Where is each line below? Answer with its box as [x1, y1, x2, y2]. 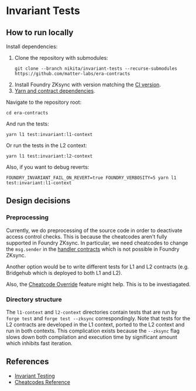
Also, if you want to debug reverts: [6, 164, 90, 171]
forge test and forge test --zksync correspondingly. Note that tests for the [6, 315, 191, 322]
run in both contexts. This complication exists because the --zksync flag [6, 327, 180, 334]
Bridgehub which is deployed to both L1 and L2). [6, 269, 123, 276]
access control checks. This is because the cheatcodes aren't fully [6, 233, 167, 240]
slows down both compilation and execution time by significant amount [6, 333, 177, 341]
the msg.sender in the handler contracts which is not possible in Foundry [6, 245, 180, 253]
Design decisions [6, 196, 71, 206]
